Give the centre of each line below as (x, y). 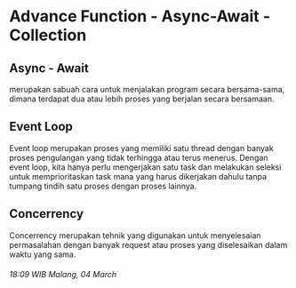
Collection (48, 35)
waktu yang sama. (43, 254)
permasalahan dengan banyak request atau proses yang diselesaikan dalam (148, 244)
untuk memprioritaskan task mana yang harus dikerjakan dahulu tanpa (138, 176)
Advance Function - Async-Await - (140, 16)
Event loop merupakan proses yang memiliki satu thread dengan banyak (141, 148)
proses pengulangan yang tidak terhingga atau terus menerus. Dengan (139, 157)
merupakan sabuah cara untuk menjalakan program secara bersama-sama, (147, 89)
